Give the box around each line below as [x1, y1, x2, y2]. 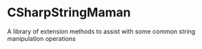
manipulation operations [7, 34, 76, 42]
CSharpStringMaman [7, 5, 131, 20]
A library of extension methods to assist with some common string [7, 27, 196, 35]
